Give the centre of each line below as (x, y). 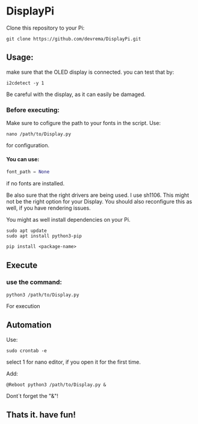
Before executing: (33, 110)
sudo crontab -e (26, 351)
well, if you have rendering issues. (49, 208)
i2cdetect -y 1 (25, 83)
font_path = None (28, 172)
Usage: (20, 58)
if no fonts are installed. (36, 184)
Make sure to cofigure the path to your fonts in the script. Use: (84, 123)
